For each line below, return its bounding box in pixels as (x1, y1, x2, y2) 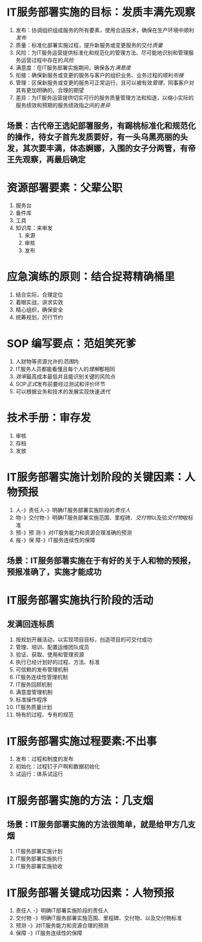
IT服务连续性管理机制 (15, 674, 68, 681)
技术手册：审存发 (7, 411, 92, 425)
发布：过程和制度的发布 (15, 755, 74, 762)
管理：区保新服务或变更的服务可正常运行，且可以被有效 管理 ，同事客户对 (15, 79, 194, 86)
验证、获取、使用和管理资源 (15, 651, 85, 658)
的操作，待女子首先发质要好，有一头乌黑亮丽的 (7, 132, 180, 142)
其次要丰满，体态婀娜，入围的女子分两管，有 (22, 143, 188, 154)
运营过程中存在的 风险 (20, 56, 74, 64)
